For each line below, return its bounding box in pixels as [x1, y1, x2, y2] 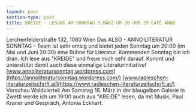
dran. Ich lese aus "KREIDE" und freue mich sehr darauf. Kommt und [6, 55, 175, 63]
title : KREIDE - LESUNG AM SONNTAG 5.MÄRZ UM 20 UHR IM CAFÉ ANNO [6, 20, 176, 26]
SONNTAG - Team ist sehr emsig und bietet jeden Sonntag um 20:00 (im [6, 42, 185, 49]
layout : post [6, 8, 39, 15]
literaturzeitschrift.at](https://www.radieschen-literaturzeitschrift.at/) [6, 80, 175, 88]
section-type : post [6, 14, 55, 20]
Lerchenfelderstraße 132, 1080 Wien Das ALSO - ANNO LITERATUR [6, 36, 173, 43]
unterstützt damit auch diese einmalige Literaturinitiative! [6, 61, 147, 69]
